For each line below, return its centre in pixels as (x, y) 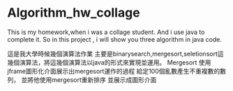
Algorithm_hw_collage (74, 13)
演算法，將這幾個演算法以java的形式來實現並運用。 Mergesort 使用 (115, 62)
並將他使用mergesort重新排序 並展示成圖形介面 (89, 80)
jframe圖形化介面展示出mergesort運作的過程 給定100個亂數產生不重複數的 (114, 71)
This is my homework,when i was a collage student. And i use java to (106, 32)
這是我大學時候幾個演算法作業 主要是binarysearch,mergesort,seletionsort (112, 53)
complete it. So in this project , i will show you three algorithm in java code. (114, 39)
